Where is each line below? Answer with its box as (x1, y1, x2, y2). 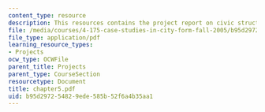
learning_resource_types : (8, 41, 93, 49)
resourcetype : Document (8, 77, 87, 85)
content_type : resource (8, 11, 87, 20)
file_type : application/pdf (8, 33, 101, 42)
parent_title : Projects (8, 63, 87, 71)
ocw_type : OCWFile (8, 56, 69, 64)
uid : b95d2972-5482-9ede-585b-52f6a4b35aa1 (8, 92, 154, 100)
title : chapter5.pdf (8, 84, 77, 93)
